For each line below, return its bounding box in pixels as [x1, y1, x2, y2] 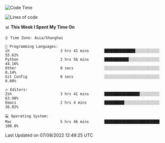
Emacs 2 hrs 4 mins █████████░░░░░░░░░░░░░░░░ [5, 100, 160, 105]
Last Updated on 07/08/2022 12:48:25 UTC [5, 132, 94, 138]
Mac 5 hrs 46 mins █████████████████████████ [5, 119, 160, 124]
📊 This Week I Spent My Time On [5, 24, 75, 30]
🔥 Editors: [5, 87, 28, 92]
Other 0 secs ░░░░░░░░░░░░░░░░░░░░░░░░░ [5, 66, 160, 71]
